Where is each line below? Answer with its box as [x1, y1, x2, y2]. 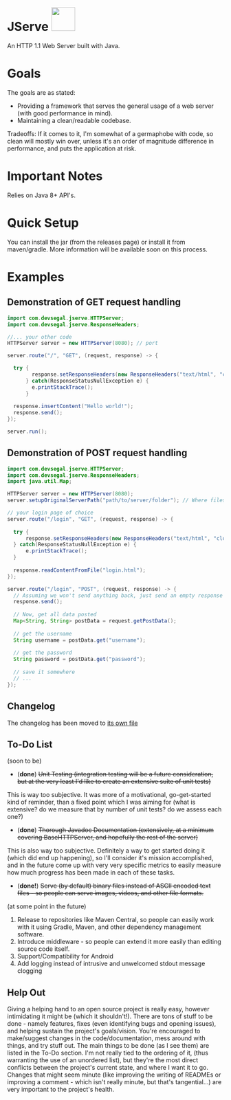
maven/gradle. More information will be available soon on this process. [7, 245, 208, 254]
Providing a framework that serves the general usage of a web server [16, 102, 214, 110]
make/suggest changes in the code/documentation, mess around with [7, 1034, 206, 1042]
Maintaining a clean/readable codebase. [16, 116, 131, 124]
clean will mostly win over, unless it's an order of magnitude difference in [7, 137, 214, 145]
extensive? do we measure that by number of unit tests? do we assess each [7, 805, 222, 813]
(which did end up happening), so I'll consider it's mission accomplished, [7, 854, 214, 862]
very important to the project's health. [7, 1086, 115, 1094]
